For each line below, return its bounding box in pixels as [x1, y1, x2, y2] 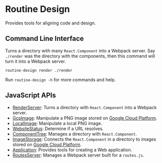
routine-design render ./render [5, 68, 72, 73]
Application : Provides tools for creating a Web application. [12, 147, 132, 153]
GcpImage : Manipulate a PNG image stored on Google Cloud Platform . [12, 115, 157, 121]
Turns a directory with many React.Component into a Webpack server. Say [5, 47, 155, 53]
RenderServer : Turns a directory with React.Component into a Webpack [12, 104, 157, 110]
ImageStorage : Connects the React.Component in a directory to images [12, 136, 156, 142]
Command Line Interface [5, 34, 84, 43]
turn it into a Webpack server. [5, 58, 66, 64]
